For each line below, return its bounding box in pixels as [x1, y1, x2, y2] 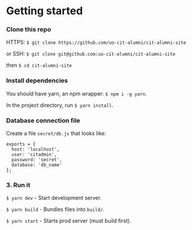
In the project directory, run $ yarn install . [6, 101, 114, 108]
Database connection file [6, 116, 80, 124]
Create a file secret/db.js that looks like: [6, 130, 106, 137]
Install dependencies [6, 76, 68, 85]
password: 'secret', [11, 157, 62, 163]
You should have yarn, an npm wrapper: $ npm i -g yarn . [6, 90, 147, 97]
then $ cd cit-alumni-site [6, 62, 73, 69]
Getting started [6, 4, 83, 18]
